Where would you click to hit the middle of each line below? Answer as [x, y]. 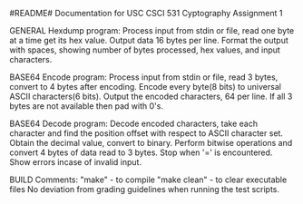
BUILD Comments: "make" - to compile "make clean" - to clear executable [148, 180]
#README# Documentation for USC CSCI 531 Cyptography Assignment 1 [146, 13]
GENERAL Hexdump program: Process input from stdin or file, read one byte [152, 30]
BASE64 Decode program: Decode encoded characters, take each [134, 123]
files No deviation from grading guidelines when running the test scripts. [144, 189]
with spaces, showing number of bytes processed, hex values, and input [145, 50]
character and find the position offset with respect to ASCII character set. [147, 133]
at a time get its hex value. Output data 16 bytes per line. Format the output [149, 40]
